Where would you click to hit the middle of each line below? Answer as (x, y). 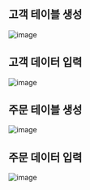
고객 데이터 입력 (45, 62)
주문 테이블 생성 (45, 110)
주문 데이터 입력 (45, 157)
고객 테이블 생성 (45, 15)
